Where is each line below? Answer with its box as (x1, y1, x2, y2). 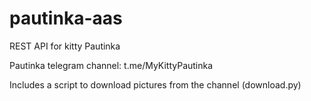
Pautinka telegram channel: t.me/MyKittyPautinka (9, 59, 214, 71)
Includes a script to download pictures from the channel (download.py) (9, 78, 302, 91)
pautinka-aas (9, 7, 123, 30)
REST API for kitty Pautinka (9, 40, 121, 52)
